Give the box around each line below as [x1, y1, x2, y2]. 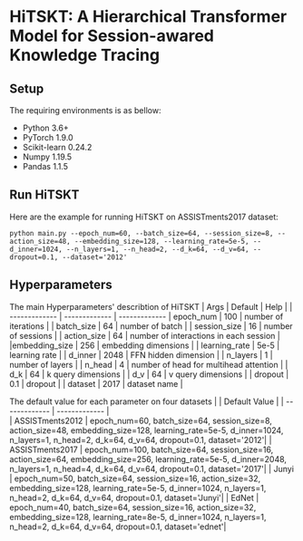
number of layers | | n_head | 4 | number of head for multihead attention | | [9, 359, 288, 370]
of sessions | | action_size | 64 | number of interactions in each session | [9, 330, 281, 341]
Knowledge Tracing [9, 45, 161, 65]
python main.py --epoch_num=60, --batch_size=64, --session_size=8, [9, 228, 274, 237]
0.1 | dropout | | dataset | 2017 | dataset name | [9, 378, 183, 389]
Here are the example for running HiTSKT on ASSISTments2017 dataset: [9, 211, 279, 222]
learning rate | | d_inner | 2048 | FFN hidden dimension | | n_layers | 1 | [9, 349, 274, 360]
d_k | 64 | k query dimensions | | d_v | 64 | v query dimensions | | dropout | [9, 369, 289, 380]
